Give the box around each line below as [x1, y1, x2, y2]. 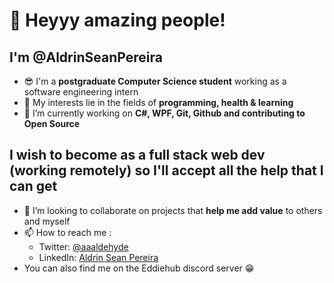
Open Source [23, 118, 81, 129]
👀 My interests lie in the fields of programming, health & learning [23, 97, 294, 108]
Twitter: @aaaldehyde [38, 240, 129, 253]
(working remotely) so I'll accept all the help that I [9, 162, 324, 179]
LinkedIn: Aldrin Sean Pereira [38, 251, 159, 263]
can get [9, 178, 58, 195]
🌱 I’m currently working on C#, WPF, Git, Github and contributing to [23, 107, 306, 119]
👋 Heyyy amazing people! [9, 9, 226, 32]
